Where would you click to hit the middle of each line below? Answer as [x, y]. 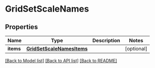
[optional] [136, 49]
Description [106, 41]
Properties [22, 27]
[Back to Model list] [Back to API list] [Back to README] [61, 61]
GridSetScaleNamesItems [57, 49]
